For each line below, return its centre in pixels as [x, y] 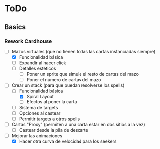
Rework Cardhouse [28, 41]
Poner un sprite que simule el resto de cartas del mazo [82, 74]
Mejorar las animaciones [37, 135]
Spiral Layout [40, 97]
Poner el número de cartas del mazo [64, 80]
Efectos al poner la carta [52, 102]
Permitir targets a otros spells [49, 119]
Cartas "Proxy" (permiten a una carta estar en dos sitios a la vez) [78, 124]
